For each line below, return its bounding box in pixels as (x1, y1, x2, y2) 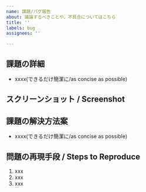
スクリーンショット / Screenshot (6, 95, 125, 105)
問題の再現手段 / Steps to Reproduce (6, 151, 141, 161)
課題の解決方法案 (6, 116, 68, 126)
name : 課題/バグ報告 (6, 8, 51, 15)
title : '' (6, 19, 30, 25)
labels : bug (6, 25, 35, 31)
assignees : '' (6, 31, 41, 36)
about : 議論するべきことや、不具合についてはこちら (6, 14, 116, 20)
